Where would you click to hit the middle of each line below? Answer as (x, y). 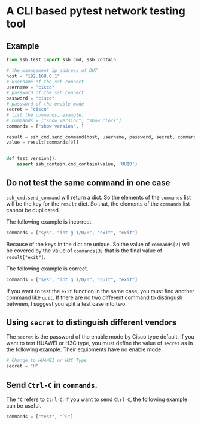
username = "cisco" (31, 87)
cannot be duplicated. (33, 210)
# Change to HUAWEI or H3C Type (46, 361)
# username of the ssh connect (45, 82)
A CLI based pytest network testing (96, 11)
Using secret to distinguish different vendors (92, 322)
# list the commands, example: (45, 115)
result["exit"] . (26, 257)
